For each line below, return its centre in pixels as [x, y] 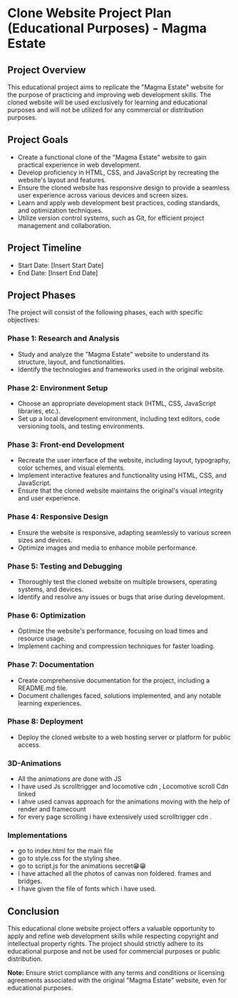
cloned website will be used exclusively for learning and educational [108, 102]
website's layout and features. [62, 179]
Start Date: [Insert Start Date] [61, 265]
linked [26, 794]
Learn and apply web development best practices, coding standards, [119, 202]
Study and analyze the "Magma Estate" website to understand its [113, 354]
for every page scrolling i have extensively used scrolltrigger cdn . [115, 817]
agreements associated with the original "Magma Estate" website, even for [117, 980]
